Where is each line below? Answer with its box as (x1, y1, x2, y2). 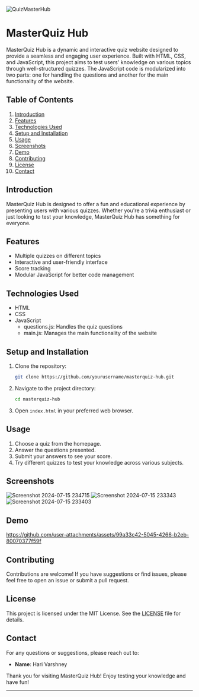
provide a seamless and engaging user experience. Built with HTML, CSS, (6, 52, 187, 59)
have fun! (6, 678, 30, 686)
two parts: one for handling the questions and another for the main (6, 71, 169, 78)
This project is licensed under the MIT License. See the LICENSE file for (6, 610, 181, 617)
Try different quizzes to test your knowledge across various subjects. (14, 459, 184, 466)
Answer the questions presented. (14, 446, 96, 453)
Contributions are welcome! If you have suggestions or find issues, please (6, 570, 187, 578)
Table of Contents (6, 95, 74, 105)
